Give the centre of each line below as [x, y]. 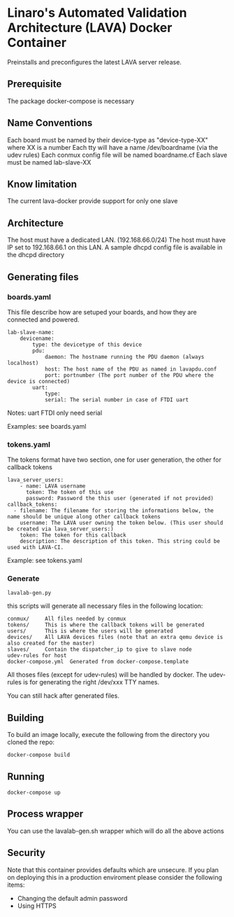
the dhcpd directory [36, 255]
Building [25, 718]
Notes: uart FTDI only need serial [55, 413]
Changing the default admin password [72, 898]
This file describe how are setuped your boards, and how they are [102, 312]
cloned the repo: [31, 742]
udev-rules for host [37, 656]
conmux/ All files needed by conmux [67, 619]
